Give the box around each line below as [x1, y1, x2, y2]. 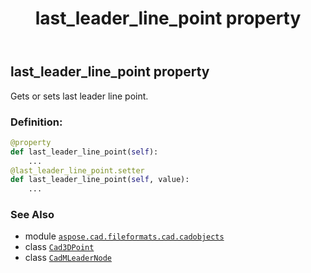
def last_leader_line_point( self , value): [10, 175, 190, 185]
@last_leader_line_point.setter [10, 165, 145, 176]
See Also [10, 208, 55, 222]
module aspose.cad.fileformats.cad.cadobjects [24, 230, 225, 242]
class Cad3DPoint [24, 241, 95, 253]
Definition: [10, 115, 63, 129]
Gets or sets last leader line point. [10, 90, 149, 102]
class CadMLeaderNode [24, 252, 112, 264]
